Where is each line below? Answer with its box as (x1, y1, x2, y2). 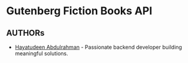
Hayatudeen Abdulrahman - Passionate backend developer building (14, 43, 183, 51)
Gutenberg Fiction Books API (6, 4, 153, 18)
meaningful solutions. (14, 50, 69, 57)
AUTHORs (6, 28, 45, 38)
